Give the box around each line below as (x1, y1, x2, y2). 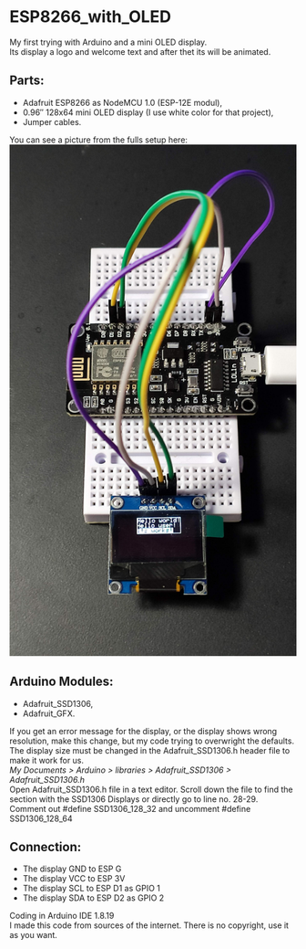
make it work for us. (9, 754, 85, 765)
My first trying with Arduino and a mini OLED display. (9, 37, 208, 47)
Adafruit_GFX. (22, 708, 76, 719)
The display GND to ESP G (22, 863, 122, 874)
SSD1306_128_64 (9, 813, 73, 824)
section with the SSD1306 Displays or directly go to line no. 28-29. (9, 793, 259, 805)
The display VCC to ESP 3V (22, 873, 126, 884)
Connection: (9, 838, 82, 855)
